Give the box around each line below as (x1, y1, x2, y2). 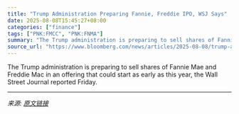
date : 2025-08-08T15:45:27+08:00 (7, 17, 107, 24)
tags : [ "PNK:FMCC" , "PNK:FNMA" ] (7, 30, 103, 38)
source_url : (7, 43, 43, 50)
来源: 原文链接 (7, 99, 48, 107)
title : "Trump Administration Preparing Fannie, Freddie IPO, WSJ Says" (7, 10, 228, 18)
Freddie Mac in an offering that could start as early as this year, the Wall (7, 70, 218, 79)
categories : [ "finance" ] (7, 23, 81, 30)
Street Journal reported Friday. (7, 78, 97, 86)
